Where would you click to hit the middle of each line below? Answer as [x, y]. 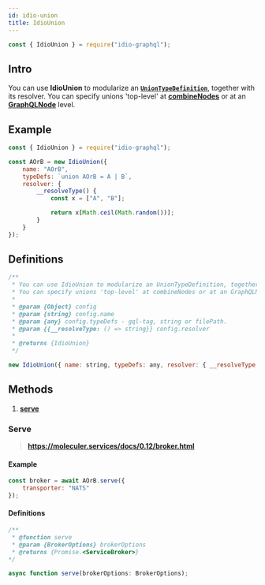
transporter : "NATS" [56, 488]
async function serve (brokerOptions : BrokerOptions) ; [99, 574]
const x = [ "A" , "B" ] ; [88, 199]
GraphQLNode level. [42, 105]
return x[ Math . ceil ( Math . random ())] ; [112, 213]
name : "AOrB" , [45, 169]
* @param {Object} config [54, 307]
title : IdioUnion [37, 23]
